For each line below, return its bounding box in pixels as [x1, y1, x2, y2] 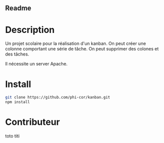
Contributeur [5, 116, 60, 128]
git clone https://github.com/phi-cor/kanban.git [5, 95, 111, 100]
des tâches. [5, 51, 29, 57]
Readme [5, 4, 31, 12]
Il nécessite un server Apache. [5, 61, 68, 67]
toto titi [5, 132, 20, 139]
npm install [5, 99, 30, 104]
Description [5, 24, 55, 35]
